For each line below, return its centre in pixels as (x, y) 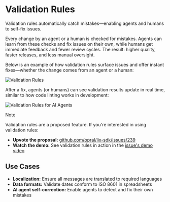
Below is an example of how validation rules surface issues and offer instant (85, 64)
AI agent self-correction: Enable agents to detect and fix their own (83, 189)
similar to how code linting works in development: (57, 95)
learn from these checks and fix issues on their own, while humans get (79, 44)
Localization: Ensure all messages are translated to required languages (87, 179)
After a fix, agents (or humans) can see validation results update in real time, (85, 89)
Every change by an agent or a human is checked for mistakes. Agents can (84, 39)
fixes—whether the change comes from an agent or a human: (70, 70)
